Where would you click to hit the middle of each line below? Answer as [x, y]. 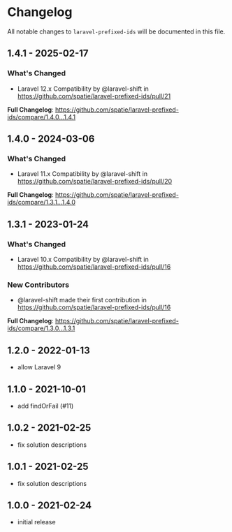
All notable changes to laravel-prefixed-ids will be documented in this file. [116, 31]
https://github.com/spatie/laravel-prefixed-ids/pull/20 [95, 182]
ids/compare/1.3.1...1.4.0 [41, 202]
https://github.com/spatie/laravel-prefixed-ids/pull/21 [94, 96]
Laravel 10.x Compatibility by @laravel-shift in [83, 259]
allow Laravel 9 [39, 367]
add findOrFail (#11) [45, 406]
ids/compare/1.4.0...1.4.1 [42, 117]
